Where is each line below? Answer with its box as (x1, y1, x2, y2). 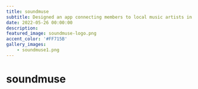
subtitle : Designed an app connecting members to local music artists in (6, 14, 193, 20)
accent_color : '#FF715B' (6, 36, 68, 42)
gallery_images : (6, 42, 46, 48)
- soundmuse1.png (17, 47, 60, 53)
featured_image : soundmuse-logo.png (6, 31, 97, 37)
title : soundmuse (6, 8, 49, 15)
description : (6, 25, 39, 31)
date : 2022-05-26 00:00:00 (6, 19, 73, 25)
